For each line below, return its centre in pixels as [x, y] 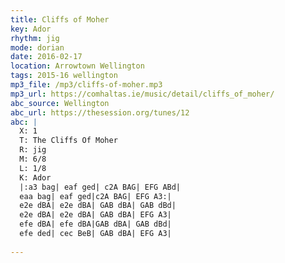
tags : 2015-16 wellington [64, 76]
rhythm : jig [35, 38]
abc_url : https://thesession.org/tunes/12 [100, 112]
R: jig [33, 150]
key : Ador [31, 29]
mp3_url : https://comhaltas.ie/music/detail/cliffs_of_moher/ [142, 94]
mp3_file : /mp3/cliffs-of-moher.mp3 [86, 85]
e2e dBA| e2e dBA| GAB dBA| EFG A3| [95, 215]
